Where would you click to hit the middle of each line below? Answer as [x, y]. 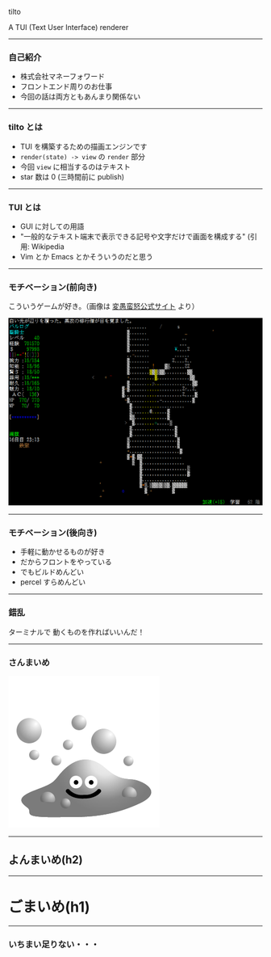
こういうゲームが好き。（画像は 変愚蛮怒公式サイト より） [104, 306]
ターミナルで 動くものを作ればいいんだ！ [77, 632]
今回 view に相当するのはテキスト [75, 167]
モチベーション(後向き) [53, 533]
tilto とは [25, 127]
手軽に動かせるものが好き [63, 552]
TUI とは [25, 207]
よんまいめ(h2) [46, 860]
